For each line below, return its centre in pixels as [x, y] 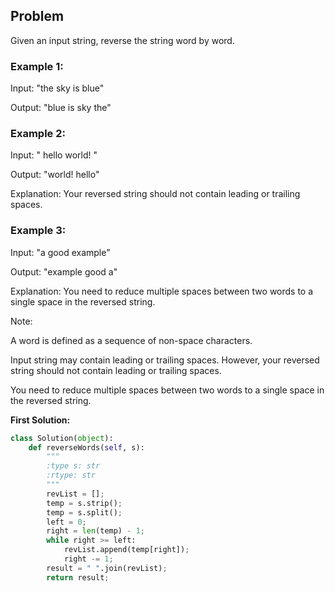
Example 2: [38, 134]
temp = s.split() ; [84, 512]
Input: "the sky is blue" [57, 88]
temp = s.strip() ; [84, 503]
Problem [37, 16]
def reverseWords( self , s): [86, 447]
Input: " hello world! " [54, 155]
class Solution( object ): [62, 438]
